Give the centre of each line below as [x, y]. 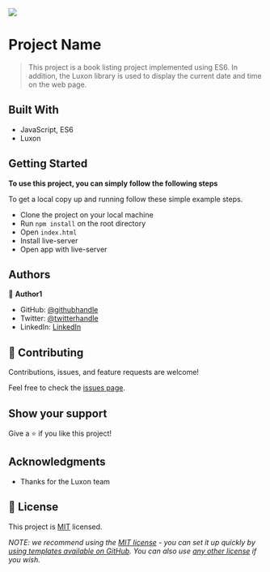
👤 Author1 [25, 294]
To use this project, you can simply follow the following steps [113, 183]
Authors [30, 275]
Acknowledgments [57, 462]
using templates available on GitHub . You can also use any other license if [133, 551]
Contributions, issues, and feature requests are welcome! [104, 372]
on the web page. [57, 84]
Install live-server [49, 240]
